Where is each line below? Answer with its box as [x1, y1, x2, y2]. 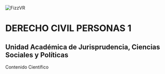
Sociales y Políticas [5, 51, 69, 59]
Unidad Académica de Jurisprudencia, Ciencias [5, 43, 160, 51]
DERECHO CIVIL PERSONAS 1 [5, 23, 132, 34]
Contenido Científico [5, 64, 49, 70]
